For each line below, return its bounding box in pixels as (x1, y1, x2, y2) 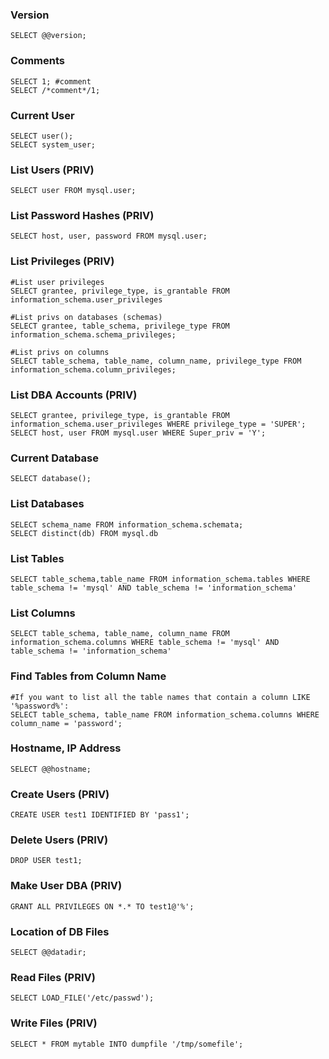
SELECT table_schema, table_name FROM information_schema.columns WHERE (10, 709, 320, 720)
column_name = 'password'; (10, 718, 123, 728)
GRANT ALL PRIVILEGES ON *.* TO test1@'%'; (10, 901, 195, 912)
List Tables (10, 551, 65, 565)
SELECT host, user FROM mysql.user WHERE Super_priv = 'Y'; (10, 428, 267, 438)
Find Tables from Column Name (10, 669, 167, 683)
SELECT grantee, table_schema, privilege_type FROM (10, 321, 230, 331)
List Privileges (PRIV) (10, 254, 115, 268)
